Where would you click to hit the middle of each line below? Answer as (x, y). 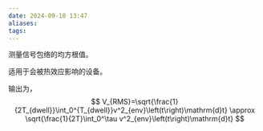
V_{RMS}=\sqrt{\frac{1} (140, 102)
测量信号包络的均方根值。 (51, 55)
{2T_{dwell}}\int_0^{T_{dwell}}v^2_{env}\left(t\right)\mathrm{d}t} (121, 110)
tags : (17, 31)
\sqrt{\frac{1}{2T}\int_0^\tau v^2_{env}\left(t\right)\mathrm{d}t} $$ (135, 119)
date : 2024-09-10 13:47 (48, 16)
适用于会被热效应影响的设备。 (57, 72)
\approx (242, 110)
